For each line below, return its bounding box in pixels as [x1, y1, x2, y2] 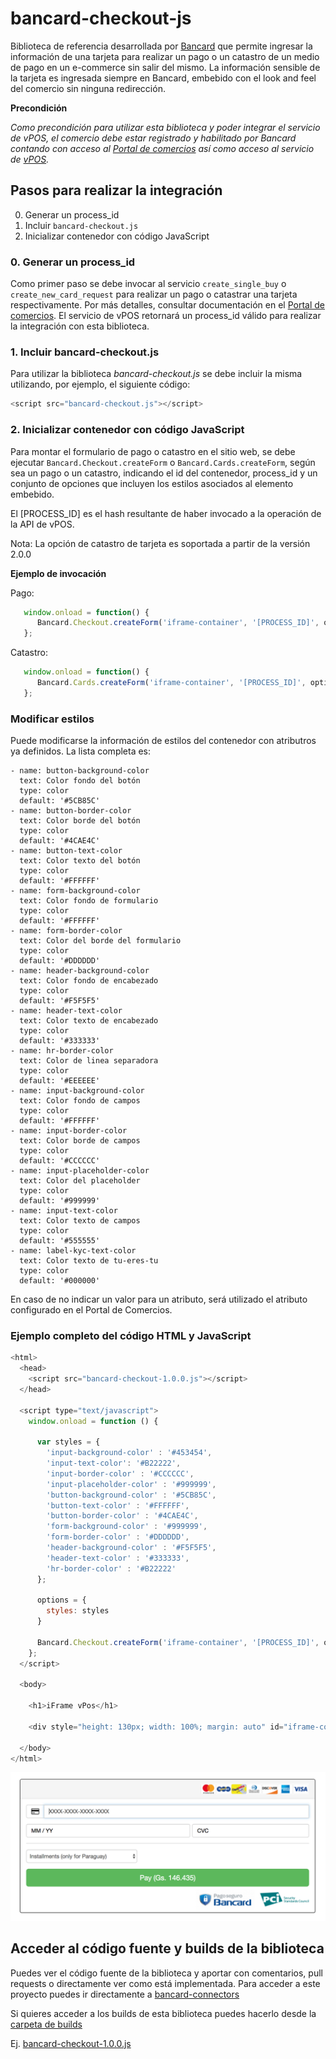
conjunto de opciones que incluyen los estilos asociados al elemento [10, 477, 294, 489]
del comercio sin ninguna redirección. [10, 82, 166, 94]
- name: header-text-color [10, 1006, 123, 1016]
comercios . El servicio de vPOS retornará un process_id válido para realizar [10, 310, 322, 322]
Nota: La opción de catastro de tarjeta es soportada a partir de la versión [10, 537, 311, 549]
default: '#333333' [19, 1036, 101, 1046]
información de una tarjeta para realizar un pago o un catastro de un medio [10, 50, 320, 62]
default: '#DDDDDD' [19, 956, 101, 966]
